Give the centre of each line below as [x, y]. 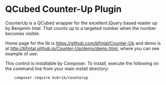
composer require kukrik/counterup [51, 78]
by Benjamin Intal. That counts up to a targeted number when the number [81, 28]
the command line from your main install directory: [57, 69]
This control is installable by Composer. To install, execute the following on [82, 63]
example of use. [22, 54]
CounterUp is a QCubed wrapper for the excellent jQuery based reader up [81, 23]
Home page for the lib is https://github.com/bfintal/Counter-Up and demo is [83, 43]
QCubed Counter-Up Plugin [63, 9]
